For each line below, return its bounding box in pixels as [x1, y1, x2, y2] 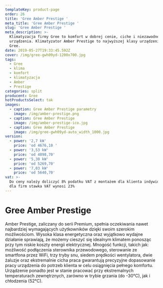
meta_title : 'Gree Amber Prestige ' [5, 20, 79, 26]
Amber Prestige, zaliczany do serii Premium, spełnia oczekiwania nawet [5, 221, 148, 227]
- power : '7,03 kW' [9, 166, 49, 171]
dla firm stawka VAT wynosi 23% [9, 184, 75, 189]
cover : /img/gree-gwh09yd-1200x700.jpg [5, 52, 86, 58]
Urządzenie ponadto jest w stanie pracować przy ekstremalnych [5, 268, 134, 273]
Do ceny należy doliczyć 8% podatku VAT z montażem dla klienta [9, 179, 142, 184]
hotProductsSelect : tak [5, 98, 53, 103]
